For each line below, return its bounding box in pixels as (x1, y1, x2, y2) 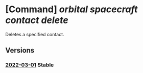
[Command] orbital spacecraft (5, 4, 138, 15)
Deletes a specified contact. (5, 31, 65, 37)
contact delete (5, 14, 68, 26)
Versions (5, 46, 35, 55)
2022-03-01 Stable (5, 61, 54, 68)
